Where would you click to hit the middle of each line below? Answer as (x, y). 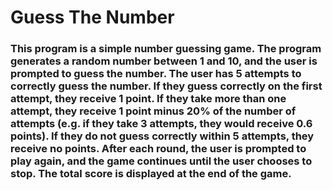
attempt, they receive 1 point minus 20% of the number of (153, 111)
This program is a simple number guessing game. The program (166, 49)
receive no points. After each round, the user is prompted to (158, 149)
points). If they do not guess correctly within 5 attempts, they (162, 136)
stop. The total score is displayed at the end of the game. (151, 174)
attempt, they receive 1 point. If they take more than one (148, 99)
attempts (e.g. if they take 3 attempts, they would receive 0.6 (161, 124)
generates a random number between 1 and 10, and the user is (164, 61)
